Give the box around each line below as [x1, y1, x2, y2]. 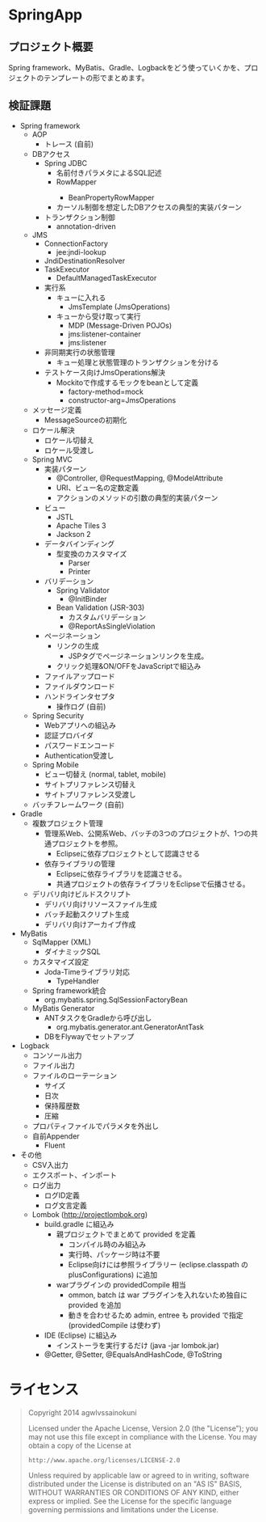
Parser [68, 558, 90, 568]
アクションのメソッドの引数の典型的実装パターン [56, 493, 218, 502]
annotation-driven [56, 221, 116, 231]
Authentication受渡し [44, 750, 114, 760]
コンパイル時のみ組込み [68, 1239, 147, 1249]
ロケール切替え [44, 435, 94, 445]
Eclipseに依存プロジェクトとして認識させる [56, 848, 201, 858]
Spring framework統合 [31, 985, 106, 996]
